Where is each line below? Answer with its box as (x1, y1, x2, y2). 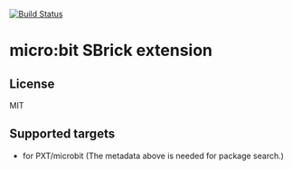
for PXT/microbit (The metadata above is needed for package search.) (22, 150, 285, 161)
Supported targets (9, 127, 116, 142)
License (9, 76, 55, 91)
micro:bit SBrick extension (9, 41, 213, 61)
